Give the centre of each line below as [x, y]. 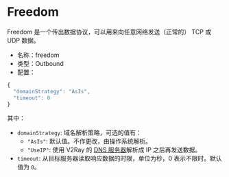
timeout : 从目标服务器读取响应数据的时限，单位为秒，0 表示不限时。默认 [119, 158]
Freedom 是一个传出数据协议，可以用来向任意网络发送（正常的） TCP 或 [109, 32]
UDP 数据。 [23, 40]
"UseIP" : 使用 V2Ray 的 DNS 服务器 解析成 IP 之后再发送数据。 [114, 150]
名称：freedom [38, 55]
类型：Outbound [40, 63]
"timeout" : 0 [32, 98]
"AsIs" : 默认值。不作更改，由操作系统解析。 [89, 141]
